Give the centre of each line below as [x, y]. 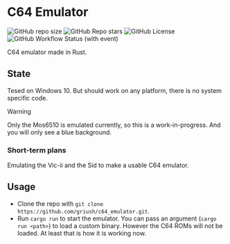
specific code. [28, 98]
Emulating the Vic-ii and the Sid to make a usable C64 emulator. [98, 165]
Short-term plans [37, 150]
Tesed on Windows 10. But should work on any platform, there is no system [115, 90]
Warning [19, 111]
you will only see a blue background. [60, 132]
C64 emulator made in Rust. [47, 52]
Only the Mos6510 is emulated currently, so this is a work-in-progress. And [114, 125]
